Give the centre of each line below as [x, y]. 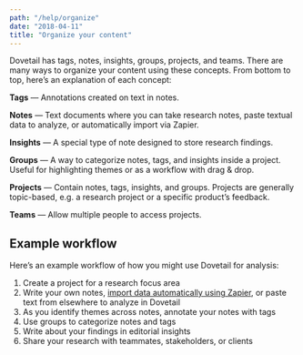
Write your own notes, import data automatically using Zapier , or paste [154, 293]
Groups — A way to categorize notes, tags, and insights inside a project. [145, 160]
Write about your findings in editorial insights [106, 331]
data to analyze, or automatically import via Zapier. [104, 125]
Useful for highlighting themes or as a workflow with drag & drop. [132, 170]
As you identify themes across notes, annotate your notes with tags [149, 312]
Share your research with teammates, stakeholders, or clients [137, 341]
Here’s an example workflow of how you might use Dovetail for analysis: [144, 266]
